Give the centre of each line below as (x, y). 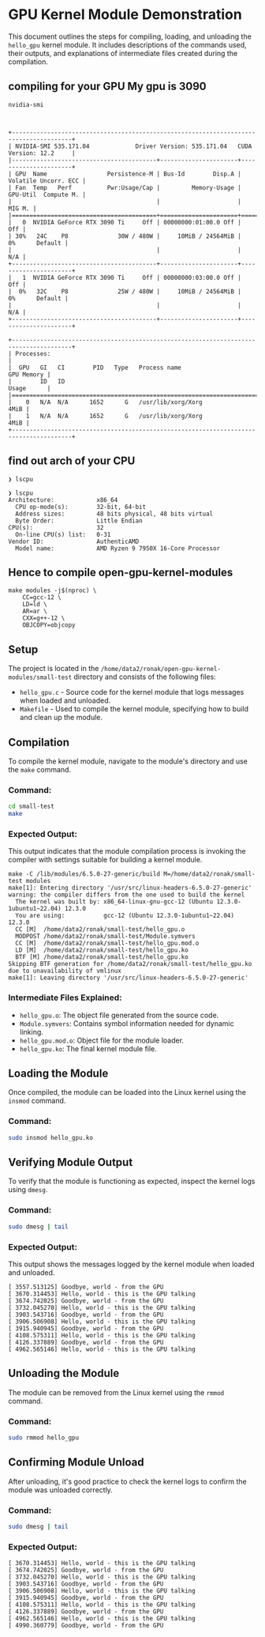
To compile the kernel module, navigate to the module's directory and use (128, 761)
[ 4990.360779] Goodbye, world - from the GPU (86, 1626)
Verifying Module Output (71, 1162)
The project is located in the (54, 669)
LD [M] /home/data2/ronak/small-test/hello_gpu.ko (102, 950)
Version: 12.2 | (42, 153)
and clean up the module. (61, 718)
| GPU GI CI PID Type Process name (95, 368)
